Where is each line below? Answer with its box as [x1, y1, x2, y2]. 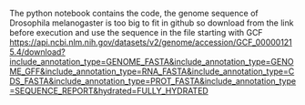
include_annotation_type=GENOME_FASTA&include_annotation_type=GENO [9, 57, 294, 67]
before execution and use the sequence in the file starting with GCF [9, 27, 263, 37]
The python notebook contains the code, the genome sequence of [9, 8, 259, 18]
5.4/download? [9, 47, 66, 58]
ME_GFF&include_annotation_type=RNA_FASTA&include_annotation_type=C [9, 66, 295, 77]
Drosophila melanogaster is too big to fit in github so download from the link [9, 17, 294, 28]
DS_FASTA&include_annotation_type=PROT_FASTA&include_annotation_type [9, 76, 297, 86]
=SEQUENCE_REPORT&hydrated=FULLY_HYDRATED [9, 86, 209, 96]
